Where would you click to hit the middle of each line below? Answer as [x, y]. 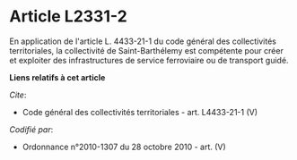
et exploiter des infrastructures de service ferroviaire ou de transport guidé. [149, 60]
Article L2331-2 [68, 17]
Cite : [18, 95]
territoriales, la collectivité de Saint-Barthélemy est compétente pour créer [147, 50]
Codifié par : [31, 129]
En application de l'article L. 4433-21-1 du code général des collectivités [143, 41]
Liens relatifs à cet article [57, 77]
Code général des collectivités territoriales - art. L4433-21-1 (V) [140, 112]
